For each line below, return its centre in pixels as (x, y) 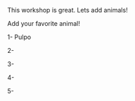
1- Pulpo (19, 37)
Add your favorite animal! (44, 23)
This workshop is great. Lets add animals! (67, 10)
